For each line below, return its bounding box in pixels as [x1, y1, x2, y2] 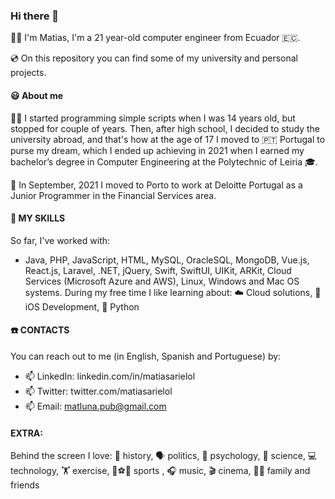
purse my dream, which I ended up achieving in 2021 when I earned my [10, 144, 305, 156]
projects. [10, 67, 47, 79]
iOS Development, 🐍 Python [24, 300, 140, 313]
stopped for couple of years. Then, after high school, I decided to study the [10, 122, 320, 134]
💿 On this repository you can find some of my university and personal [10, 52, 299, 64]
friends [10, 479, 40, 491]
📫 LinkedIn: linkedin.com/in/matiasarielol [24, 370, 196, 382]
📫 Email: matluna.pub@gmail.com [24, 400, 167, 412]
